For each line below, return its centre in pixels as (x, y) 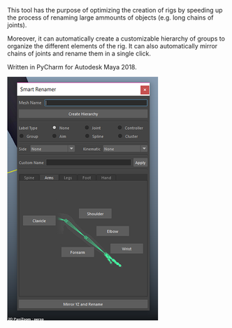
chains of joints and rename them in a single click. (79, 53)
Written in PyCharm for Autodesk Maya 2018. (72, 67)
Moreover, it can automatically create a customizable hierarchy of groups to (116, 39)
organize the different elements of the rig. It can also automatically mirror (113, 46)
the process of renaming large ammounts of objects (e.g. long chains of (111, 18)
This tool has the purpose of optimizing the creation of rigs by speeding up (115, 10)
